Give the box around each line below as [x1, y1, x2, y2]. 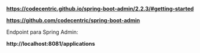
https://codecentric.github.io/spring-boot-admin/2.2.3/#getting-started [6, 5, 194, 12]
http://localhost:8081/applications [6, 40, 95, 47]
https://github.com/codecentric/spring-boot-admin [6, 17, 141, 23]
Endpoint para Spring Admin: [6, 28, 79, 36]
